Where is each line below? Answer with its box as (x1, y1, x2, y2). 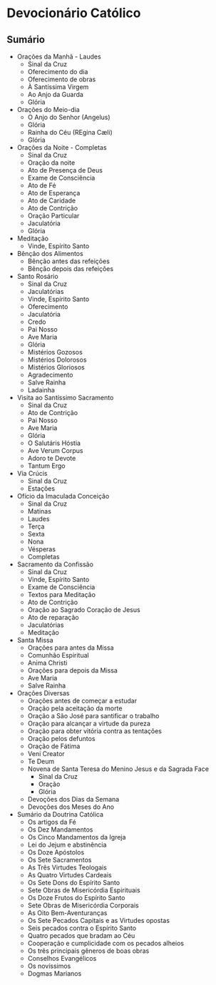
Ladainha (27, 386, 55, 394)
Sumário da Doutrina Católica (16, 810, 104, 818)
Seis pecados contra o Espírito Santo (27, 924, 137, 932)
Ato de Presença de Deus (27, 166, 103, 174)
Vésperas (27, 545, 56, 553)
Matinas (27, 507, 51, 515)
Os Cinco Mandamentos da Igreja (27, 833, 126, 841)
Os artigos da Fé (27, 818, 76, 826)
